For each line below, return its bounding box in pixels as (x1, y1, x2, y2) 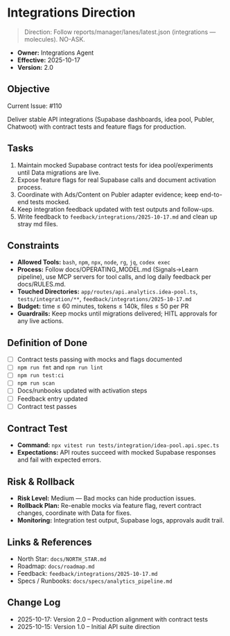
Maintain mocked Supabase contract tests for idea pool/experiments (17, 161, 213, 169)
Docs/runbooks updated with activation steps (17, 386, 148, 395)
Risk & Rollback (7, 475, 75, 487)
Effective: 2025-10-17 (17, 55, 81, 64)
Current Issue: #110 (7, 102, 62, 110)
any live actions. (17, 317, 64, 325)
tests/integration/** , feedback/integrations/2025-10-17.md (17, 295, 192, 303)
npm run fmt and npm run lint (17, 363, 104, 372)
